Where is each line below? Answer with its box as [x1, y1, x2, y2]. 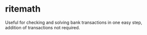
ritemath [5, 3, 41, 15]
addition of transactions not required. [5, 24, 80, 30]
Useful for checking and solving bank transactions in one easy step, [5, 19, 143, 25]
